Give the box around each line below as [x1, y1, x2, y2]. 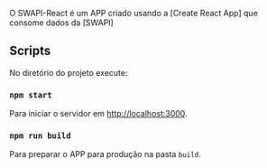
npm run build [9, 131, 71, 141]
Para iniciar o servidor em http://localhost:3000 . [9, 108, 188, 119]
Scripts [9, 43, 51, 59]
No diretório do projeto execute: [9, 67, 128, 78]
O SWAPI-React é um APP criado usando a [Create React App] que [9, 8, 259, 18]
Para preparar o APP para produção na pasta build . [9, 149, 201, 160]
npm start [9, 89, 52, 100]
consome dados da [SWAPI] [9, 17, 115, 28]
